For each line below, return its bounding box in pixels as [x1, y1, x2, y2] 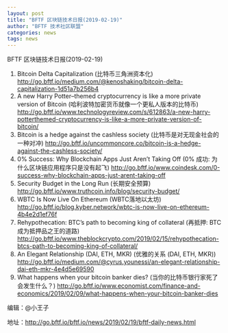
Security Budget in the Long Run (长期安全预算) [16, 180, 151, 188]
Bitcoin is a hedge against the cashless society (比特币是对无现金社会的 [16, 131, 219, 139]
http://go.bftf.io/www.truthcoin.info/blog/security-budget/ [16, 187, 180, 195]
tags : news [7, 36, 38, 42]
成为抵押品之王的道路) [16, 227, 80, 235]
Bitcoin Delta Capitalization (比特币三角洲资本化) [16, 70, 153, 78]
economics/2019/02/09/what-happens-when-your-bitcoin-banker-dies [16, 289, 218, 298]
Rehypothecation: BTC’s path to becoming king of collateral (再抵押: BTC [16, 219, 221, 227]
